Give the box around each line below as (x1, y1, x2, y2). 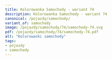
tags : (5, 39, 16, 44)
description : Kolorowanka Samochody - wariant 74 (5, 12, 108, 16)
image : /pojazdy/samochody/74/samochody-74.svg (5, 25, 103, 30)
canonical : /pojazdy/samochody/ (5, 16, 70, 21)
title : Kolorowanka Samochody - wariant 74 (5, 7, 95, 12)
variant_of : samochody (5, 20, 51, 26)
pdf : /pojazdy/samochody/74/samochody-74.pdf (5, 30, 98, 34)
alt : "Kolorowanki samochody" (5, 34, 66, 39)
